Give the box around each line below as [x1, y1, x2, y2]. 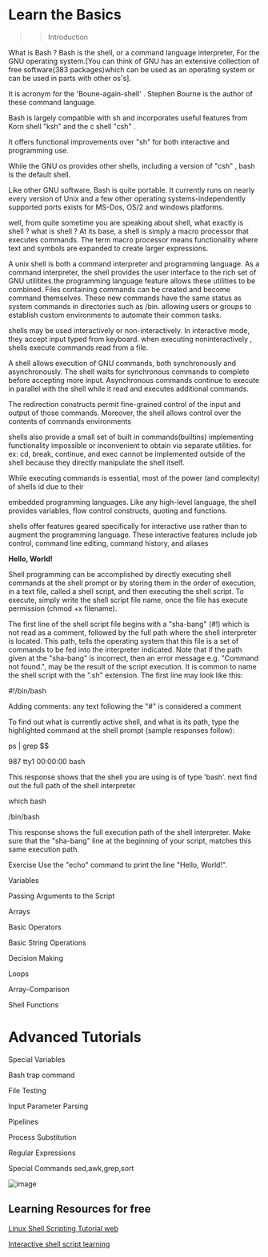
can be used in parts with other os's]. [8, 73, 132, 83]
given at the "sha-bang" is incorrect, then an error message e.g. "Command [8, 653, 259, 663]
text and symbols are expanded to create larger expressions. [8, 243, 209, 253]
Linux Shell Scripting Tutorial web [8, 1223, 118, 1233]
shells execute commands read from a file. [8, 343, 149, 352]
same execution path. [8, 844, 80, 854]
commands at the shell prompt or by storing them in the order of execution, [8, 578, 256, 588]
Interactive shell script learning [8, 1239, 110, 1249]
